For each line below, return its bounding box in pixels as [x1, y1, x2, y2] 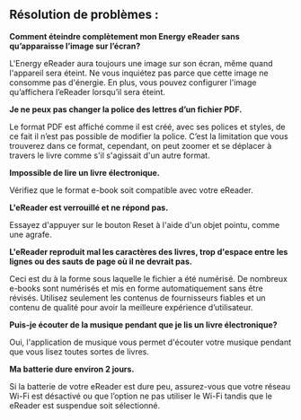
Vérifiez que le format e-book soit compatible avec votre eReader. [9, 184, 253, 196]
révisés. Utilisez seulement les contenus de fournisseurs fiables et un [9, 292, 267, 303]
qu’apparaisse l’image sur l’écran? [9, 40, 141, 51]
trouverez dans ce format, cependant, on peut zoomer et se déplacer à [9, 140, 272, 151]
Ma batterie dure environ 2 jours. [9, 363, 135, 374]
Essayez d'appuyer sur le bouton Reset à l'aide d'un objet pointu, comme [9, 219, 280, 230]
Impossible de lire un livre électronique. [9, 167, 160, 178]
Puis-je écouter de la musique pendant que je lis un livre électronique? [9, 319, 278, 330]
